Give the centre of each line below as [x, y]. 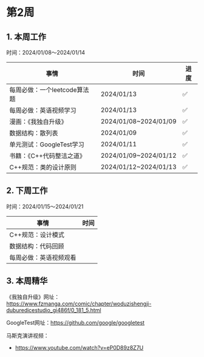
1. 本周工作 [26, 37]
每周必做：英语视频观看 [43, 257]
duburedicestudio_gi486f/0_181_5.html [54, 310]
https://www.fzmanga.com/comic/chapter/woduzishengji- [79, 304]
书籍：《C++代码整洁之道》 [48, 156]
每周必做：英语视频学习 [43, 110]
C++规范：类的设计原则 [43, 167]
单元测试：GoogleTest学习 [47, 144]
